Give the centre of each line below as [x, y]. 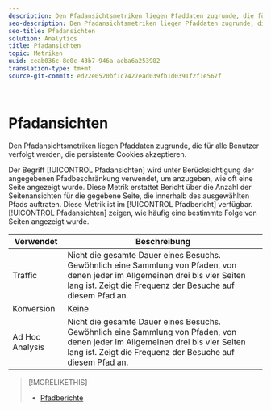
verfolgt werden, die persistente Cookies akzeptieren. [98, 154]
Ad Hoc [27, 336]
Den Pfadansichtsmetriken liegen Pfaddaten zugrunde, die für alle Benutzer [134, 146]
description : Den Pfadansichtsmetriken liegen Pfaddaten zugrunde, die [131, 16]
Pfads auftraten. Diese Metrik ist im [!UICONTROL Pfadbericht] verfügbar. [131, 204]
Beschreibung [163, 241]
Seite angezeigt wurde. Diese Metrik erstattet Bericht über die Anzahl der [130, 187]
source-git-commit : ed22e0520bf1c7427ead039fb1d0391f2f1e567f [115, 76]
